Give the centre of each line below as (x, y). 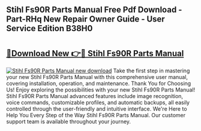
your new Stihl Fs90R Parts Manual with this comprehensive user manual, (97, 77)
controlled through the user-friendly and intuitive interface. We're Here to (97, 109)
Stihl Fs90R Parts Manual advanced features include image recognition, (95, 96)
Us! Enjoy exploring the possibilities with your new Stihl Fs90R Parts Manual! (101, 90)
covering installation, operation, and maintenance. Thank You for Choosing (99, 83)
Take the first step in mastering (151, 71)
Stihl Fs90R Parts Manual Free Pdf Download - (94, 10)
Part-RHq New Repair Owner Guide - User (85, 19)
